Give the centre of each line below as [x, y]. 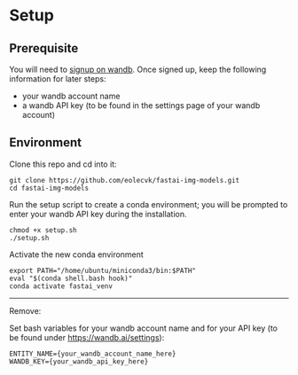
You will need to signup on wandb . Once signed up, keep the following [138, 69]
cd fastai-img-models [49, 188]
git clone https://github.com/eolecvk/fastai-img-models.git [125, 180]
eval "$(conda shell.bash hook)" [71, 278]
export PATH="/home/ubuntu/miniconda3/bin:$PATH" [103, 270]
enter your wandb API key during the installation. [98, 214]
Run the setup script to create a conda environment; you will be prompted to [149, 204]
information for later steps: [58, 79]
